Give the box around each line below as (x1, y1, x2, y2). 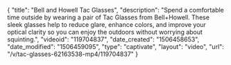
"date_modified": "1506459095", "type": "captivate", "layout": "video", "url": (7, 43, 224, 50)
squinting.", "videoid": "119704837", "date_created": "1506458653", (7, 35, 200, 44)
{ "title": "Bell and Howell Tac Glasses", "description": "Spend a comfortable (7, 6, 224, 14)
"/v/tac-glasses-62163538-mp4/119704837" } (7, 50, 139, 58)
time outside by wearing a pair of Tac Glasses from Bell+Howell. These (7, 13, 210, 21)
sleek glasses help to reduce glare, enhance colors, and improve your (7, 21, 207, 28)
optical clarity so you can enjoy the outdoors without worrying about (7, 28, 203, 36)
